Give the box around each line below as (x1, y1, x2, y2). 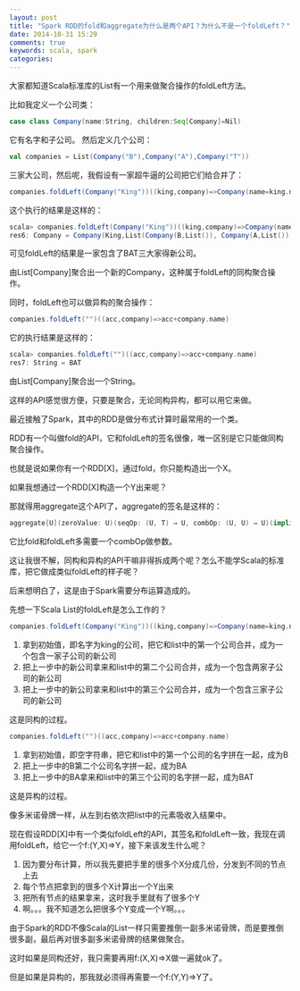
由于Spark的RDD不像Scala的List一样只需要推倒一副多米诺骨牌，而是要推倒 (9, 922, 284, 933)
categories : (9, 55, 54, 63)
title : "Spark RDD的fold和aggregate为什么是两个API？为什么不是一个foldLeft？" (9, 21, 290, 30)
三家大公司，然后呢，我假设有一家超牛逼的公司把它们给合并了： (9, 169, 244, 180)
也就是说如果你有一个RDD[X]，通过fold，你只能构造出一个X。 (9, 463, 237, 474)
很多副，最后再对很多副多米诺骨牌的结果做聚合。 (9, 933, 189, 944)
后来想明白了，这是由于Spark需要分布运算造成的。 (9, 584, 196, 595)
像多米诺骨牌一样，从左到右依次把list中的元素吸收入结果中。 (9, 810, 231, 820)
